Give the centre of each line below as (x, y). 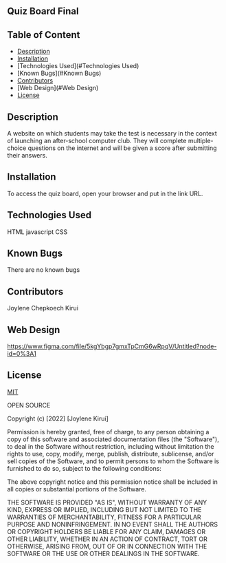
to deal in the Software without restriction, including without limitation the (111, 446)
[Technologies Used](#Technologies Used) (78, 66)
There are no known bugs (44, 270)
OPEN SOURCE (29, 405)
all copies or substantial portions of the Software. (77, 489)
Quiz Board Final (43, 11)
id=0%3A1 (22, 354)
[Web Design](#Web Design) (58, 88)
